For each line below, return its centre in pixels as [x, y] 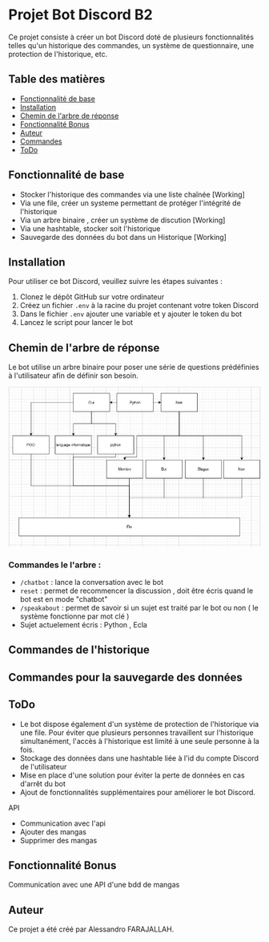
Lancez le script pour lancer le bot [76, 323]
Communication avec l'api [63, 823]
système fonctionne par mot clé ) [74, 616]
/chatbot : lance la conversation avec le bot [92, 583]
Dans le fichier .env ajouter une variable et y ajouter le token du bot [131, 314]
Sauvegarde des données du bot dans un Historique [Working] [123, 237]
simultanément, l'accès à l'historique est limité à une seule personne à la [140, 741]
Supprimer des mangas [58, 840]
